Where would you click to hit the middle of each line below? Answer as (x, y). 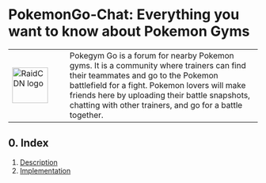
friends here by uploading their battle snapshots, (160, 95)
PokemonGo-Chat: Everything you (124, 15)
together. (87, 115)
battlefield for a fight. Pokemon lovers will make (158, 85)
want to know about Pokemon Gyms (129, 31)
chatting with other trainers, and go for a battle (156, 105)
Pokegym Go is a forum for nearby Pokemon (152, 55)
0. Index (28, 143)
